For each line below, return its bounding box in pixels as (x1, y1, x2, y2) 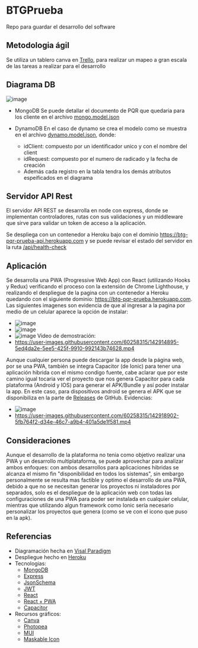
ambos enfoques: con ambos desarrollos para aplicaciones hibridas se (6, 464, 179, 471)
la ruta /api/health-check (6, 244, 67, 251)
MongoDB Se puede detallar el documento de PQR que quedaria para (14, 107, 185, 114)
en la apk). (6, 514, 32, 521)
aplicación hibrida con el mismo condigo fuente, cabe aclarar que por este (6, 369, 188, 376)
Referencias (6, 532, 52, 542)
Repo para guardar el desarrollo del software (6, 23, 116, 30)
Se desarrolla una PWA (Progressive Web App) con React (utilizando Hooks (6, 277, 191, 284)
